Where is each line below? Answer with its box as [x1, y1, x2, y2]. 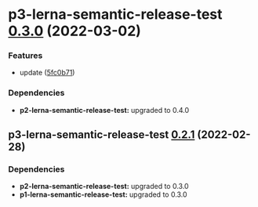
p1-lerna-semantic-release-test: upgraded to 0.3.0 [19, 190, 187, 199]
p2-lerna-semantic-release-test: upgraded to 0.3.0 [19, 182, 190, 191]
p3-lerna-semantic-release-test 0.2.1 [8, 128, 195, 142]
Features [8, 50, 43, 61]
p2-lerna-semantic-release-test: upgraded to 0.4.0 [19, 105, 190, 114]
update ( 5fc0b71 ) [19, 68, 75, 78]
